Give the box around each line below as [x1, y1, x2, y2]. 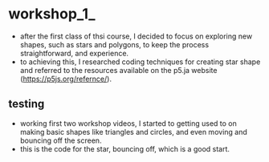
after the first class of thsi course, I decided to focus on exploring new [19, 31, 253, 41]
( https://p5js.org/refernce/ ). [19, 74, 112, 83]
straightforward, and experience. [19, 48, 129, 58]
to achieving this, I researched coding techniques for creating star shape [19, 57, 261, 67]
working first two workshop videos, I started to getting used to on [19, 118, 237, 128]
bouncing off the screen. [19, 136, 102, 145]
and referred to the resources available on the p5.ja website [19, 65, 218, 75]
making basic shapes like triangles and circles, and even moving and [19, 127, 247, 136]
